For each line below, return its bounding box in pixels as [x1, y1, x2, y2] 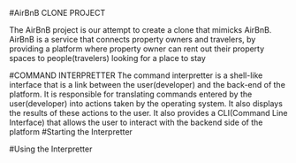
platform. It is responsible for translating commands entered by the [9, 89, 253, 99]
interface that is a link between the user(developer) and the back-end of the [9, 80, 285, 89]
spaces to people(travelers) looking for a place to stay [9, 53, 206, 63]
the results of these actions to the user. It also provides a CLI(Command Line [9, 108, 288, 118]
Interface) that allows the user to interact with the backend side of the [9, 117, 263, 128]
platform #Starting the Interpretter [9, 127, 133, 136]
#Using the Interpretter [9, 144, 93, 154]
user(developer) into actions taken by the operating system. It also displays [9, 98, 283, 109]
